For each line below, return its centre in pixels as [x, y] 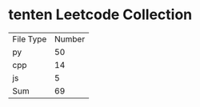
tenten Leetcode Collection [100, 15]
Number [70, 39]
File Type [30, 39]
